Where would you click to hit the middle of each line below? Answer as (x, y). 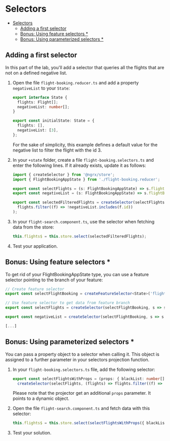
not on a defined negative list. (36, 73)
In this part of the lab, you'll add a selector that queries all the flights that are (85, 67)
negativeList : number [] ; (44, 107)
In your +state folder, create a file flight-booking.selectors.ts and (83, 160)
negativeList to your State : (41, 88)
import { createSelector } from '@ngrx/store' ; (63, 174)
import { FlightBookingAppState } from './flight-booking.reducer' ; (86, 179)
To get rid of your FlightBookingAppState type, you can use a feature (77, 274)
